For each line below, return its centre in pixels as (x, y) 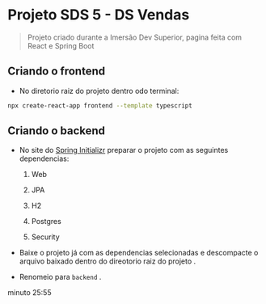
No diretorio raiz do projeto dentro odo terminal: (99, 91)
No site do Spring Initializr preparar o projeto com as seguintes (124, 150)
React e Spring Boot (61, 45)
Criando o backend (57, 131)
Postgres (46, 222)
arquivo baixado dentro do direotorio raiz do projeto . (108, 261)
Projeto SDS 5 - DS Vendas (99, 15)
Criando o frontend (57, 72)
